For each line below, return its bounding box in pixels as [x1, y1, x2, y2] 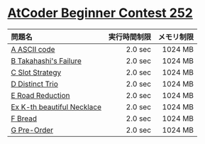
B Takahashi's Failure [11, 55, 82, 65]
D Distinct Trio [11, 79, 59, 89]
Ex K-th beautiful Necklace [11, 101, 101, 111]
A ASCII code [11, 44, 55, 54]
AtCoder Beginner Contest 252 [7, 5, 193, 21]
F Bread [11, 113, 38, 123]
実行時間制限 [108, 32, 151, 42]
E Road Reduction [11, 90, 70, 100]
